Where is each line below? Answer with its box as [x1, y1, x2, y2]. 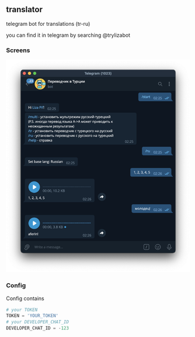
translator [6, 5, 43, 15]
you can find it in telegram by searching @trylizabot [6, 32, 130, 39]
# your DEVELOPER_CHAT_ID [6, 319, 69, 325]
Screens [6, 46, 30, 54]
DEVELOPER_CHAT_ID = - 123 [6, 325, 69, 331]
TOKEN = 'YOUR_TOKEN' [6, 313, 59, 319]
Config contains [6, 295, 45, 302]
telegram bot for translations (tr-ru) [6, 20, 90, 27]
